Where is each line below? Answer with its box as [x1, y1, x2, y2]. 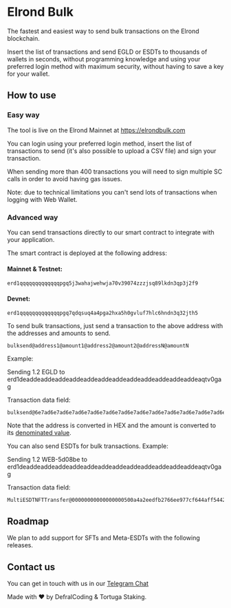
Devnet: [7, 294, 31, 303]
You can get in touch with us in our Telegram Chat [7, 579, 149, 587]
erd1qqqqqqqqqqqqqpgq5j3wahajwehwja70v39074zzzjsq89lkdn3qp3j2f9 [7, 280, 198, 287]
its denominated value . [7, 429, 72, 437]
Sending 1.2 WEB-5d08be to [7, 456, 88, 464]
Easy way [7, 110, 40, 120]
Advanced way [7, 212, 58, 222]
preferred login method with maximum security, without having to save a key [7, 62, 224, 70]
